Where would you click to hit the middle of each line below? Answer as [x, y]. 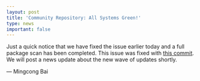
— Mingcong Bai [27, 72]
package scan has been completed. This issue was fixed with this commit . [100, 53]
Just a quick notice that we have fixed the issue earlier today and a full [96, 47]
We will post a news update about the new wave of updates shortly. [92, 60]
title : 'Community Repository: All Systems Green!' [74, 18]
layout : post [23, 12]
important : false [29, 29]
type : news [20, 23]
